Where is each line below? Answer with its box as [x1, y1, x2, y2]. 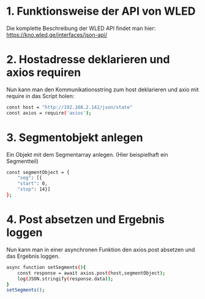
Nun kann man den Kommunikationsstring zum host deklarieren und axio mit [6, 86, 199, 93]
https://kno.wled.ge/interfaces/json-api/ [6, 31, 108, 38]
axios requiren [6, 66, 81, 80]
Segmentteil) [6, 157, 39, 165]
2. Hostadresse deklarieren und [6, 53, 170, 67]
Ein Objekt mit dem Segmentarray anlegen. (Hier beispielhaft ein [6, 151, 168, 158]
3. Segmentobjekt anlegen [6, 131, 143, 145]
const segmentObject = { [6, 169, 70, 175]
